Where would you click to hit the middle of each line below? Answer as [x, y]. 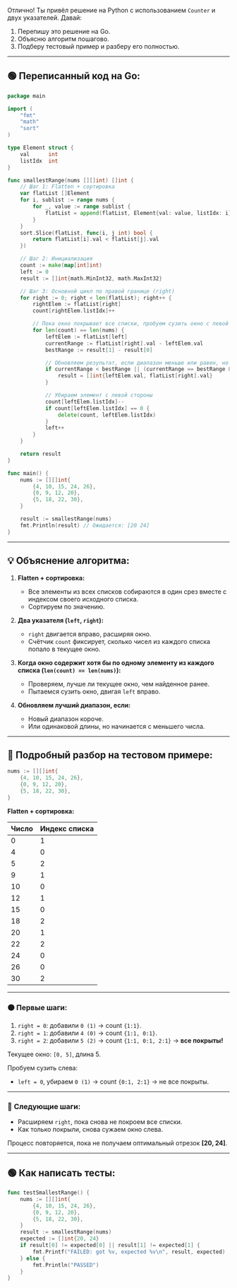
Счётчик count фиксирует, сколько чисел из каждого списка [119, 641]
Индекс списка [67, 829]
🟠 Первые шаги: [37, 1007]
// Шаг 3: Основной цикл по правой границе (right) [97, 291]
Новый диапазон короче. [66, 719]
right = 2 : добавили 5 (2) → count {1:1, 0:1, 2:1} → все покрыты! [120, 1040]
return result [41, 454]
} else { [33, 1258]
